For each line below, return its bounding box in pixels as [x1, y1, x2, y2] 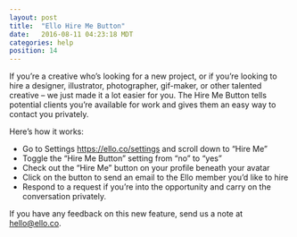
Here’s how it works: [9, 126, 85, 137]
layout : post [9, 13, 58, 22]
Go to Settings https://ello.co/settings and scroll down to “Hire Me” [21, 144, 268, 155]
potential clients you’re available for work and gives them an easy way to [9, 99, 276, 110]
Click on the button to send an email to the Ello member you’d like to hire [21, 172, 289, 183]
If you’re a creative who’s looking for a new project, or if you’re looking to [9, 71, 278, 81]
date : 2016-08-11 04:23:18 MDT [9, 30, 134, 38]
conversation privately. [21, 191, 107, 202]
